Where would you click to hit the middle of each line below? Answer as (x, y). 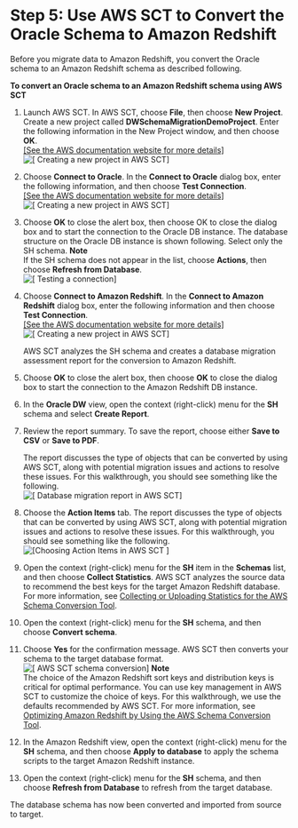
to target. (27, 814)
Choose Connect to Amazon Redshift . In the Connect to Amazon (143, 296)
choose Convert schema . (70, 632)
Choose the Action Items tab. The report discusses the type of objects (153, 513)
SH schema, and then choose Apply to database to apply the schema (150, 751)
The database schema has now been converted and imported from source (146, 804)
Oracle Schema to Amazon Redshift (144, 34)
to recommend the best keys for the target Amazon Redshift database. (151, 586)
